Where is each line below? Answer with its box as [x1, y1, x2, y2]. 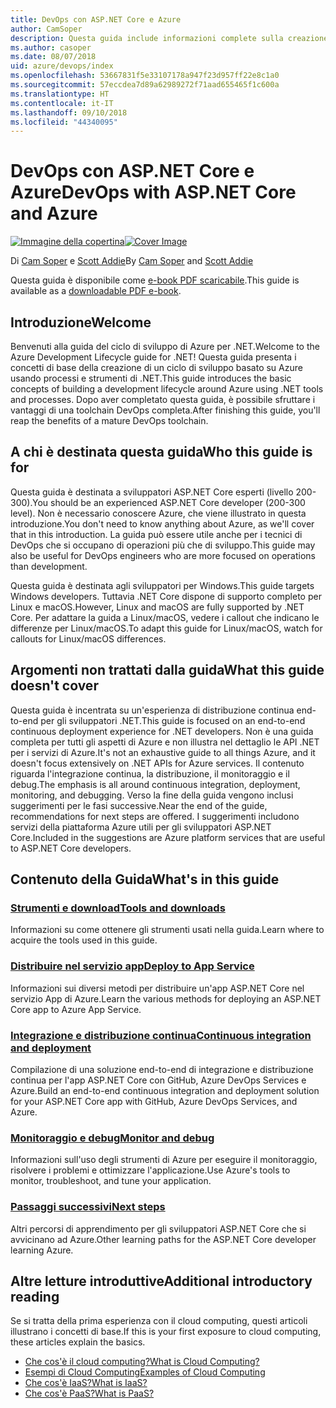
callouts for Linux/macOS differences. [10, 632, 167, 645]
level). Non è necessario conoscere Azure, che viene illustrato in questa [10, 507, 307, 519]
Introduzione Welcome [10, 314, 152, 331]
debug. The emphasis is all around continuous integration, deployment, [10, 778, 301, 790]
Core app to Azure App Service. [10, 1003, 142, 1015]
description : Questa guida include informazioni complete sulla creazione [10, 33, 329, 43]
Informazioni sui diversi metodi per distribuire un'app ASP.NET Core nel [10, 982, 305, 994]
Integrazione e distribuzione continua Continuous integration [10, 1028, 312, 1042]
